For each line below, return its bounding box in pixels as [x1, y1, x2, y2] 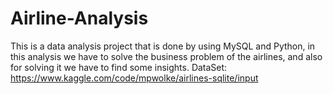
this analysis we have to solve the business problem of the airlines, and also [10, 50, 323, 62]
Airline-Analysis [10, 7, 149, 30]
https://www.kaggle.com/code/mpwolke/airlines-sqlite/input [10, 72, 259, 84]
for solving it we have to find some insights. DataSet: [10, 61, 228, 73]
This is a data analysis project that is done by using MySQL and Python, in [10, 40, 316, 52]
